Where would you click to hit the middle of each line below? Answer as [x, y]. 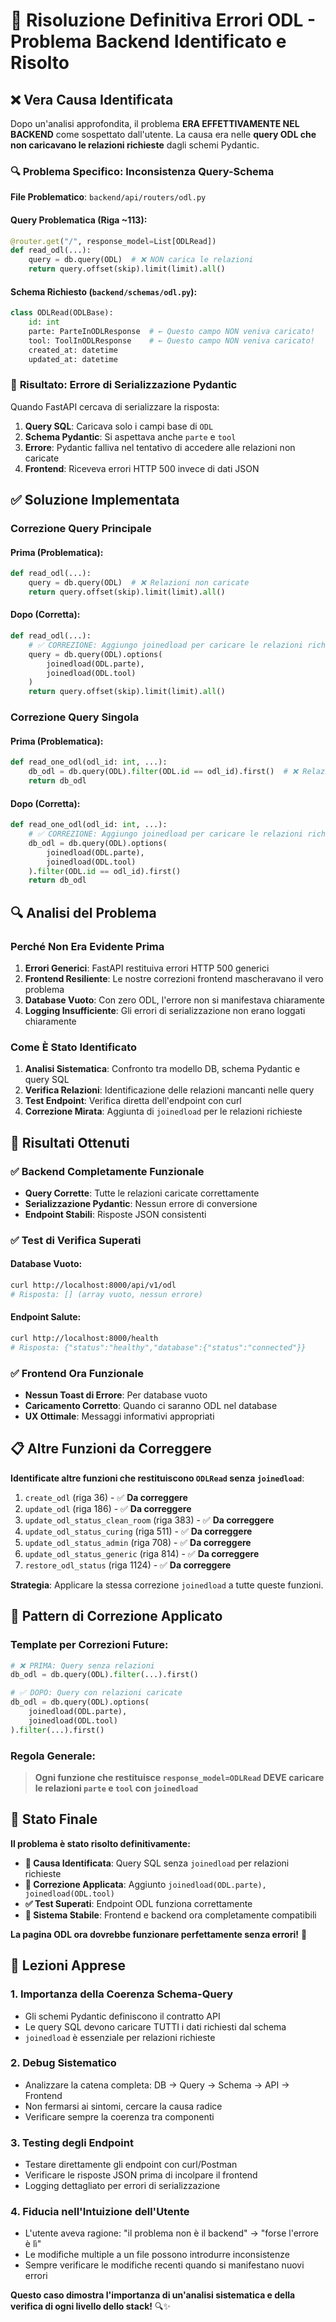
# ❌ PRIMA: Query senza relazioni [82, 1665]
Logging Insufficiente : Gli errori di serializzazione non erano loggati [165, 1010]
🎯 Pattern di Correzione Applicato [116, 1616]
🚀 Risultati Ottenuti [70, 1142]
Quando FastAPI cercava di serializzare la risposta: [115, 406]
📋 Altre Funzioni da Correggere [111, 1449]
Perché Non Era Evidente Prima [87, 946]
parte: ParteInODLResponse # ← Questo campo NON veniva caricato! [171, 331]
